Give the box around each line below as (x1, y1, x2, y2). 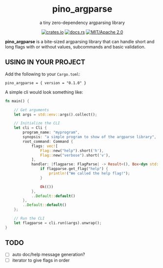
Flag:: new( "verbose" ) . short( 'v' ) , (40, 153, 111, 158)
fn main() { (5, 98, 29, 103)
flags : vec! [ (31, 144, 58, 148)
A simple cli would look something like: (5, 89, 83, 95)
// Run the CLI (14, 216, 45, 221)
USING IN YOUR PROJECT (5, 58, 86, 67)
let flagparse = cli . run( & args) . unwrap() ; (14, 220, 102, 225)
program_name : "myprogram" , (23, 130, 80, 135)
